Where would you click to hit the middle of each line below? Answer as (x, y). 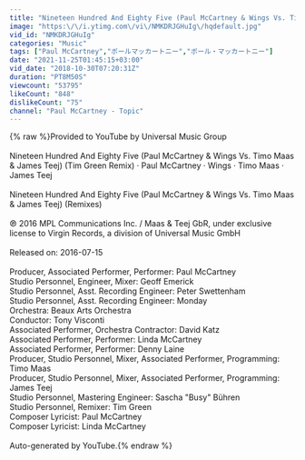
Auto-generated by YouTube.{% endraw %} (91, 445)
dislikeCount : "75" (46, 102)
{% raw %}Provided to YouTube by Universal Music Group (118, 136)
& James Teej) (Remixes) (56, 205)
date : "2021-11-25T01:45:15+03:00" (77, 60)
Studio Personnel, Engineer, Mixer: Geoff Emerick (102, 282)
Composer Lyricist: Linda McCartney (78, 426)
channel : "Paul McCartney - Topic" (77, 111)
